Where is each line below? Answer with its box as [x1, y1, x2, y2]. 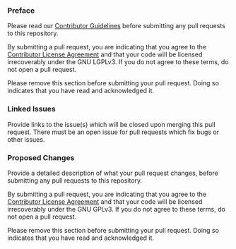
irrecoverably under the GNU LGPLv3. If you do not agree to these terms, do [7, 58, 229, 66]
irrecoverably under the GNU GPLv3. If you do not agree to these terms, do [7, 205, 226, 213]
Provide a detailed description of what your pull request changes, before [7, 169, 219, 177]
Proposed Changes [7, 152, 75, 162]
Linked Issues [7, 104, 56, 114]
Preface [7, 6, 35, 16]
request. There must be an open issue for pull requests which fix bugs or [7, 128, 220, 136]
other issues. [7, 135, 45, 143]
